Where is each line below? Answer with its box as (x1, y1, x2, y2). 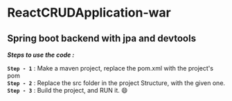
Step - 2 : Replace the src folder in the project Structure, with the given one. (7, 79, 226, 87)
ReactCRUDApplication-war (7, 5, 171, 21)
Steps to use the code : (7, 50, 75, 59)
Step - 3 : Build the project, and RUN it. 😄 (7, 86, 128, 94)
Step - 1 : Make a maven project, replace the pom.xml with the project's (7, 64, 213, 72)
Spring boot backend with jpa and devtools (7, 33, 196, 44)
